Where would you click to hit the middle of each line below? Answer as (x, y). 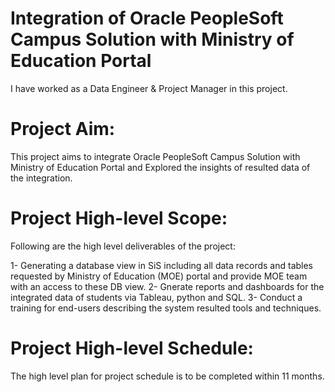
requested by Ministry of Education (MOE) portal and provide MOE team (159, 276)
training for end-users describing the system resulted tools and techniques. (166, 308)
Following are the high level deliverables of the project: (123, 246)
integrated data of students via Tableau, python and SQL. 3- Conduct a (156, 297)
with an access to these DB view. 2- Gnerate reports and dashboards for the (167, 286)
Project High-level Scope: (119, 218)
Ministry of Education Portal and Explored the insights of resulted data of (160, 167)
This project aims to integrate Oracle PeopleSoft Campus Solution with (155, 156)
